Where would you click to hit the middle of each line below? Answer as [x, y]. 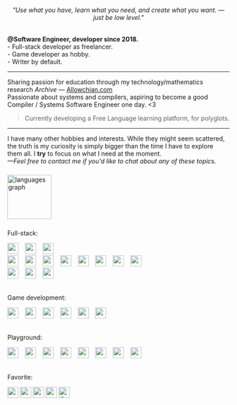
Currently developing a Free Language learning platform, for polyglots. [127, 118]
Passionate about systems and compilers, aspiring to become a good [108, 97]
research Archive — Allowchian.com [60, 90]
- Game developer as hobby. [49, 54]
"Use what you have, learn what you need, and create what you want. [115, 10]
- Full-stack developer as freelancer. [60, 47]
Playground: [25, 337]
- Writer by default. [35, 62]
